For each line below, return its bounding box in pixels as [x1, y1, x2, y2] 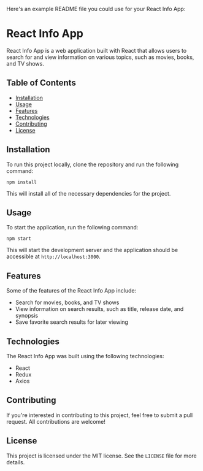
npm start [6, 235, 32, 242]
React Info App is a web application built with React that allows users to [6, 47, 187, 54]
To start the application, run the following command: [6, 224, 139, 231]
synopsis [15, 312, 39, 320]
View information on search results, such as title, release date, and [15, 305, 184, 313]
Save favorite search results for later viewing [15, 318, 129, 326]
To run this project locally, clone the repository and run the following [6, 161, 179, 168]
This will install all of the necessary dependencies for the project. [6, 190, 171, 197]
